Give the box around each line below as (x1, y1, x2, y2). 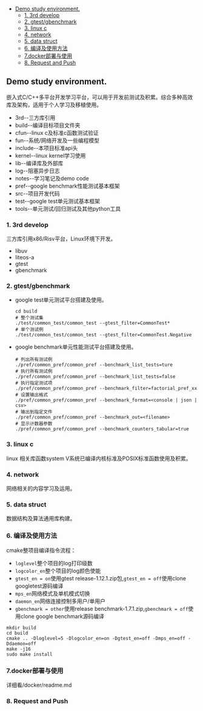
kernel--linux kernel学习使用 (15, 152, 86, 159)
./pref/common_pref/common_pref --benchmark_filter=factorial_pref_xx (15, 386, 198, 392)
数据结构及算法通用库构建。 (6, 515, 76, 522)
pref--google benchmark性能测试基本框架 (15, 182, 120, 189)
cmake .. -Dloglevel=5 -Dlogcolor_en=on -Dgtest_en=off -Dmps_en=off (6, 635, 186, 641)
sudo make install (6, 651, 53, 658)
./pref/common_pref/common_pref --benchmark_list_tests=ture (15, 362, 173, 368)
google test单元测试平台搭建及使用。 (15, 296, 107, 304)
